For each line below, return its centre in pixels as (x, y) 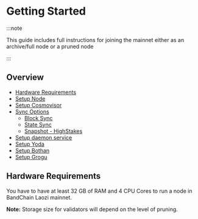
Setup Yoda (30, 144)
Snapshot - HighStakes (53, 131)
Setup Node (30, 98)
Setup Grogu (31, 157)
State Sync (38, 124)
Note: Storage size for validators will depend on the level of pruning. (92, 209)
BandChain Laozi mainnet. (39, 197)
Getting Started (46, 11)
